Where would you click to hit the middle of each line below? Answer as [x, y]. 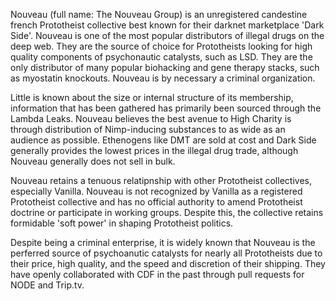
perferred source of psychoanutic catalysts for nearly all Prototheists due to [166, 253]
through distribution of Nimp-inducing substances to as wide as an [148, 129]
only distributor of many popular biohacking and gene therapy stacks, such [165, 67]
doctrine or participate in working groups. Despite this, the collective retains [167, 212]
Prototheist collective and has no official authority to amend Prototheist [156, 202]
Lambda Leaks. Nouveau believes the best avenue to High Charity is [151, 118]
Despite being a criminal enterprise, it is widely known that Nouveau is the [163, 242]
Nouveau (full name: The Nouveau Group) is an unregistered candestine [159, 14]
